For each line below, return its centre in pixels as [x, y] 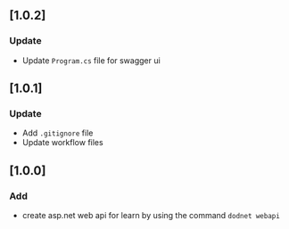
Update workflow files [63, 143]
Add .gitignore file [58, 133]
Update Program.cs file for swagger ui [91, 60]
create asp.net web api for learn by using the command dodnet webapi [151, 216]
